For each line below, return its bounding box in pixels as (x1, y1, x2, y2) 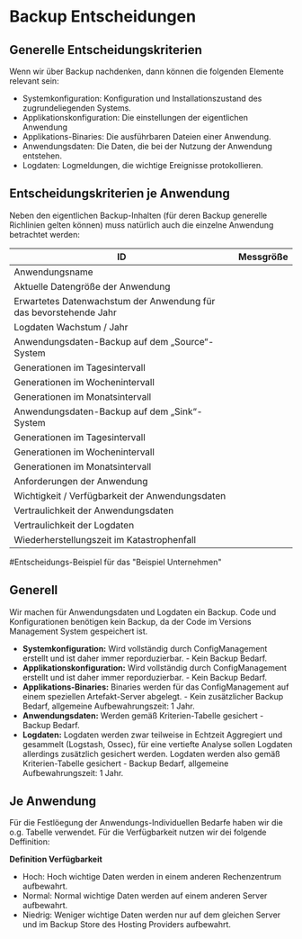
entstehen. (22, 150, 63, 161)
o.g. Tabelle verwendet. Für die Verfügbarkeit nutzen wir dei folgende (9, 826, 267, 838)
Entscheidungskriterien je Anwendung (9, 186, 231, 202)
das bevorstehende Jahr (13, 306, 117, 319)
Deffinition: (9, 836, 50, 847)
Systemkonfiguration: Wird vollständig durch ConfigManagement (22, 643, 268, 654)
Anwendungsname (13, 266, 93, 278)
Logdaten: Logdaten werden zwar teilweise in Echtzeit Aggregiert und (22, 729, 283, 740)
